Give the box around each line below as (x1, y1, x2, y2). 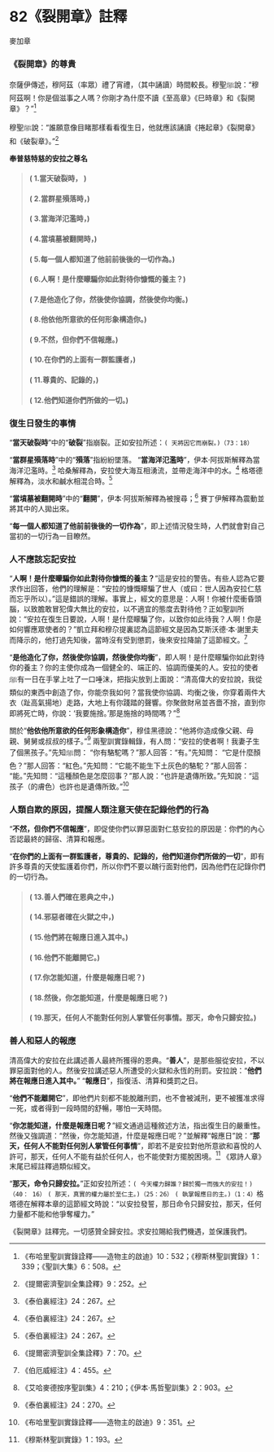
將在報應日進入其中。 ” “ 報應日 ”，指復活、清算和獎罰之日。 (9, 1076, 202, 1086)
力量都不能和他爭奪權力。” (9, 1209, 95, 1219)
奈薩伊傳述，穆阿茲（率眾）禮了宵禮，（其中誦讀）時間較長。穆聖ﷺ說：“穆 (9, 80, 259, 90)
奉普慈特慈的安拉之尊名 (9, 153, 88, 163)
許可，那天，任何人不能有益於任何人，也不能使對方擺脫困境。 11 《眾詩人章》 (9, 1150, 266, 1161)
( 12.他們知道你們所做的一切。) (28, 395, 129, 405)
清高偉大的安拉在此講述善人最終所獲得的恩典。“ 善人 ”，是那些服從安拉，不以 (9, 1055, 265, 1065)
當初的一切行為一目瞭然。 (9, 531, 95, 541)
